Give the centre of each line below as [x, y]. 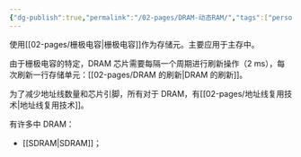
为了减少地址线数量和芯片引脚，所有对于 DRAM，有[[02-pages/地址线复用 [147, 93]
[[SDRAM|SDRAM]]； [62, 143]
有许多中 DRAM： [42, 124]
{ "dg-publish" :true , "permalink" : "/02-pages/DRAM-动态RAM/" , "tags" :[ [139, 17]
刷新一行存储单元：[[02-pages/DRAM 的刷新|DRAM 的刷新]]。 [132, 74]
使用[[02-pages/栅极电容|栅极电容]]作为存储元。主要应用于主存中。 [134, 44]
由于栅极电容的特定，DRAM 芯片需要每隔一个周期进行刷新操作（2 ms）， [143, 63]
